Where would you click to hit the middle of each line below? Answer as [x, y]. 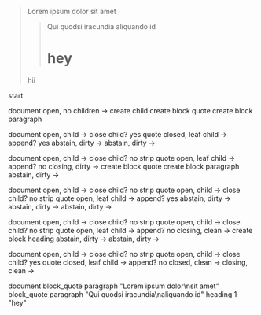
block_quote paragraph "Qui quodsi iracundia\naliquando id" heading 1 [123, 294]
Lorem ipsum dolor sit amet [72, 11]
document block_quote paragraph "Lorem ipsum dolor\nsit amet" [114, 286]
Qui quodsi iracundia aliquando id [101, 26]
